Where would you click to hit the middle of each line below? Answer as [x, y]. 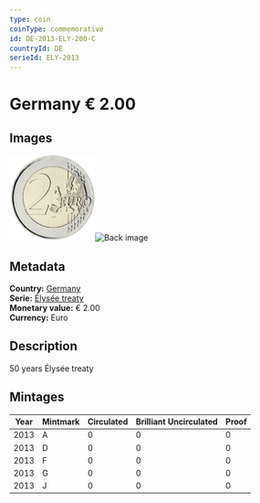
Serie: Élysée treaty [47, 298]
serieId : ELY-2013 [44, 58]
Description [43, 346]
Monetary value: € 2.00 [55, 307]
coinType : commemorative [57, 29]
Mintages [37, 397]
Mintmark [61, 422]
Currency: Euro [39, 317]
